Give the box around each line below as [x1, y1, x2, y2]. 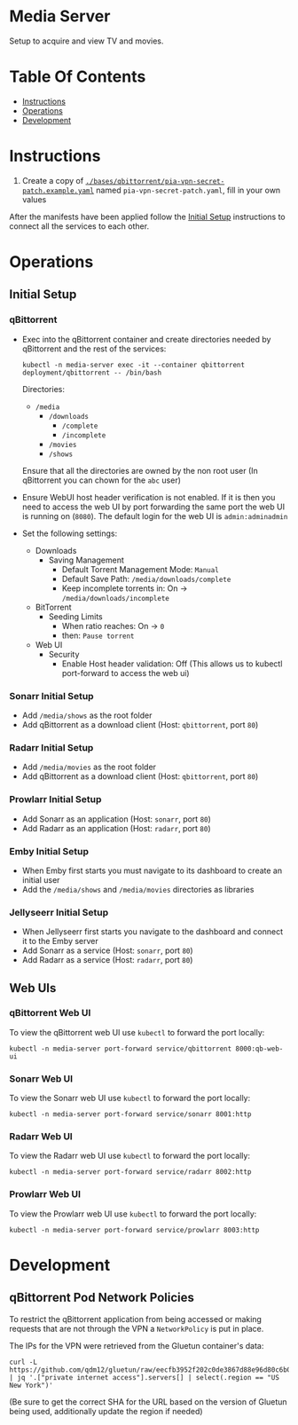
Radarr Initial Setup [9, 741, 94, 753]
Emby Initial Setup [9, 845, 89, 857]
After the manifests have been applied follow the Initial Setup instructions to [9, 211, 286, 222]
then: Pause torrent [61, 630, 135, 641]
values [21, 193, 47, 205]
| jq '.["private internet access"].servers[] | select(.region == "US [9, 1373, 279, 1382]
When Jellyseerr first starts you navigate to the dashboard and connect [21, 926, 284, 937]
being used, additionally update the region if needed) [9, 1405, 203, 1416]
